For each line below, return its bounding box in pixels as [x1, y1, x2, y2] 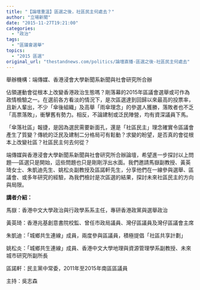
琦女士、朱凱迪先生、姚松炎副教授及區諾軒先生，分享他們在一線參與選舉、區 [6, 166, 194, 173]
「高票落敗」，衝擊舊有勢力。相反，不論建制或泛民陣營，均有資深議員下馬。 [6, 111, 192, 118]
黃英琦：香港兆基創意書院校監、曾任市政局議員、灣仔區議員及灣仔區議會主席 [6, 219, 194, 226]
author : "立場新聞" [6, 14, 51, 20]
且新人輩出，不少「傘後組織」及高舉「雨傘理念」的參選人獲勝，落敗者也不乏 [6, 103, 194, 110]
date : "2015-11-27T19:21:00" [6, 20, 79, 26]
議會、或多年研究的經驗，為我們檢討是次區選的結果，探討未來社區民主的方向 [6, 174, 194, 181]
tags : [6, 36, 20, 42]
